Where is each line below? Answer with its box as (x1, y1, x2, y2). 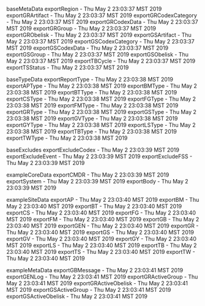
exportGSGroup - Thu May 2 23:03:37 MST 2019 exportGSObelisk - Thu (6, 51, 188, 58)
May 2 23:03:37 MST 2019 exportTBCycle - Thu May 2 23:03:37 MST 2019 (6, 58, 196, 64)
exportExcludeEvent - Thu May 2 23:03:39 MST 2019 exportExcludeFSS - (6, 153, 193, 160)
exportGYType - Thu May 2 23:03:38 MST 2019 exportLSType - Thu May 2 (6, 121, 196, 128)
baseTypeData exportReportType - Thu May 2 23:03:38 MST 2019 (6, 76, 173, 83)
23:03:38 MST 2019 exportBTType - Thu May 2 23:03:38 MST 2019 (6, 89, 177, 96)
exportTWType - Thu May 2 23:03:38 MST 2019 (6, 134, 128, 142)
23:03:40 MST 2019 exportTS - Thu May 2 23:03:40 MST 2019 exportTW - (6, 248, 196, 255)
